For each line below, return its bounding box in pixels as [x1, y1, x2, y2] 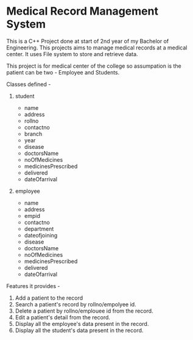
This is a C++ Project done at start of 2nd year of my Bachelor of [6, 37, 169, 45]
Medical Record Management [6, 4, 158, 18]
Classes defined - [6, 81, 51, 88]
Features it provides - [6, 282, 60, 289]
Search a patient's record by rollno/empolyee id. [15, 300, 136, 308]
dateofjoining [24, 231, 58, 239]
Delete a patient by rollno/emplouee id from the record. [15, 307, 153, 314]
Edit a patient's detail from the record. [15, 313, 111, 321]
